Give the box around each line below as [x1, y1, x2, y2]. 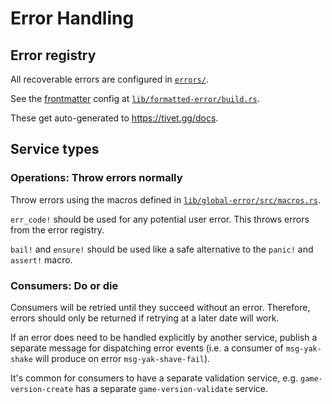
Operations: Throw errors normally [10, 171, 183, 185]
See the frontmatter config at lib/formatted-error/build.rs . [10, 93, 260, 104]
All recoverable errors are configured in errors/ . [10, 73, 209, 85]
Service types [10, 141, 100, 158]
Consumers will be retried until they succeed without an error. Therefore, [10, 301, 311, 313]
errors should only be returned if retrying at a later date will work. [10, 312, 280, 324]
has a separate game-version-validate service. [75, 382, 269, 394]
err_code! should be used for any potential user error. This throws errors [10, 213, 310, 225]
